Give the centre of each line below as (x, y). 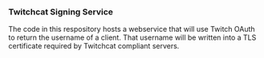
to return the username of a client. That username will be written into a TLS (132, 37)
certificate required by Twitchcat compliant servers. (94, 46)
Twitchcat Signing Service (61, 12)
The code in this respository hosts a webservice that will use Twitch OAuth (132, 29)
